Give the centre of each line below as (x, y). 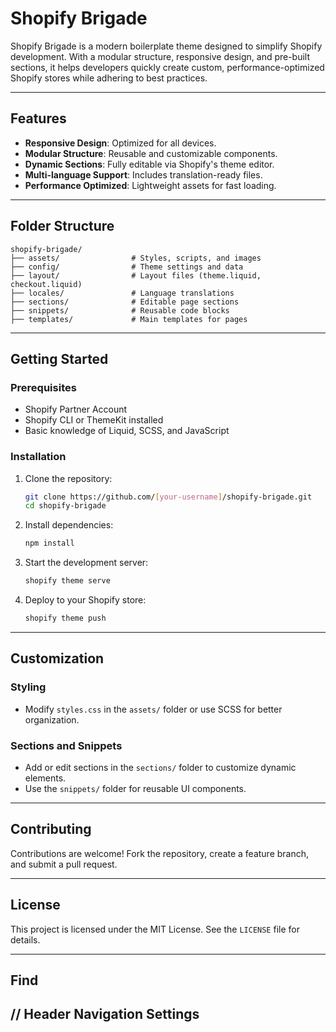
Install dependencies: (69, 525)
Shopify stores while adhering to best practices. (109, 78)
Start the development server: (86, 563)
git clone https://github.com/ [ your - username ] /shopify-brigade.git (168, 497)
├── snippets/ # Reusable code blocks (120, 310)
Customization (57, 658)
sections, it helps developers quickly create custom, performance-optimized (167, 67)
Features (38, 118)
